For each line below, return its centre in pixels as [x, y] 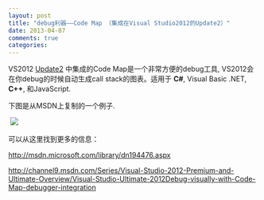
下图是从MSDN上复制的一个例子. [62, 106]
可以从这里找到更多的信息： [54, 139]
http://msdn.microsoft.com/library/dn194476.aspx [89, 155]
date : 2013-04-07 [37, 30]
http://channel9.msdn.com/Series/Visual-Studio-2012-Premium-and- [121, 171]
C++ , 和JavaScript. [40, 89]
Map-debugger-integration [52, 187]
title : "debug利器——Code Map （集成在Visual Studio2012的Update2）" [119, 23]
